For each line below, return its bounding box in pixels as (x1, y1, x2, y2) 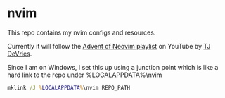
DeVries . (7, 49, 32, 58)
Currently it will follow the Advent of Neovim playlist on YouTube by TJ (7, 42, 211, 50)
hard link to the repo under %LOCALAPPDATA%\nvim (7, 71, 162, 79)
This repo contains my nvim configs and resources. (7, 28, 156, 37)
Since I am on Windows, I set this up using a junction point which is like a (7, 63, 219, 71)
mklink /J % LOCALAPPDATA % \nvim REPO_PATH (7, 84, 131, 91)
